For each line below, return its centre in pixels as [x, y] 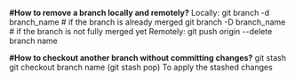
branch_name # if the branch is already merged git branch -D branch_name [147, 22]
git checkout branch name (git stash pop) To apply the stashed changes [141, 67]
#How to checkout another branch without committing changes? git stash [148, 58]
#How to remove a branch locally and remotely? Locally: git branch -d [140, 13]
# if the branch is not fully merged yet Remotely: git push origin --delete [141, 31]
